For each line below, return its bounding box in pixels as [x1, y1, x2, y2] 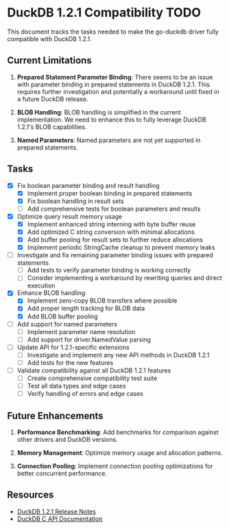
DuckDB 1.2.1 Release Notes [16, 507, 96, 515]
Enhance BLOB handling [16, 289, 86, 297]
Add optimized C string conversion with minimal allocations [27, 228, 195, 236]
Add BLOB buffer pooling [27, 312, 98, 320]
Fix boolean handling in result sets [27, 197, 125, 205]
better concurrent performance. [16, 469, 108, 478]
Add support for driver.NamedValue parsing [27, 335, 151, 344]
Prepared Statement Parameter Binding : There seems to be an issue [16, 73, 213, 81]
